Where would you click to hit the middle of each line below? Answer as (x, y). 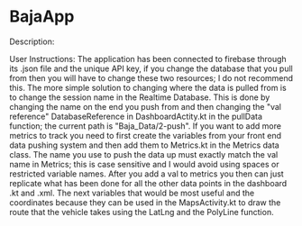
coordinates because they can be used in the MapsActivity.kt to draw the (145, 202)
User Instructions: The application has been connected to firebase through (148, 59)
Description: (32, 41)
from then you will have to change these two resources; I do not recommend (151, 77)
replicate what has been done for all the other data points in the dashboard (148, 183)
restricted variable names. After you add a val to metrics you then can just (146, 174)
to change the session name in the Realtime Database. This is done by (140, 97)
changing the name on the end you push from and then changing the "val (146, 106)
